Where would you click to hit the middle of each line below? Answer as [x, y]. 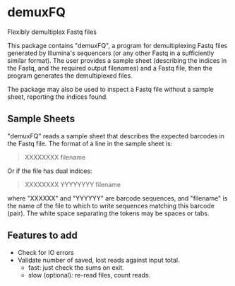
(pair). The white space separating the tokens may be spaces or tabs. [108, 213]
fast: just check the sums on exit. [76, 267]
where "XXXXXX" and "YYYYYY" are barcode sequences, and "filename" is [117, 198]
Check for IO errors [46, 252]
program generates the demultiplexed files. [70, 76]
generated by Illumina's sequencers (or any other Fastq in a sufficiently [111, 53]
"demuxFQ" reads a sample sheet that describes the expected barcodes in [116, 136]
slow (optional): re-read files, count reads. [89, 275]
